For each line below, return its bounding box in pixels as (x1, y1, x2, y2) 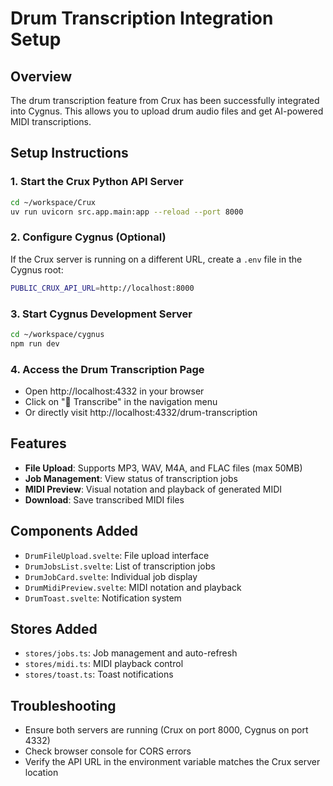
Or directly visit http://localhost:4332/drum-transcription (24, 406, 258, 418)
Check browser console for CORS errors (24, 745, 192, 757)
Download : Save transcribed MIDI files (24, 493, 185, 506)
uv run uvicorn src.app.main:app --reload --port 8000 (10, 207, 244, 217)
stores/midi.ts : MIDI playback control (24, 658, 184, 670)
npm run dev (10, 338, 60, 349)
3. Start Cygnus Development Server (10, 307, 193, 321)
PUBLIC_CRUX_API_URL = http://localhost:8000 (10, 283, 195, 293)
